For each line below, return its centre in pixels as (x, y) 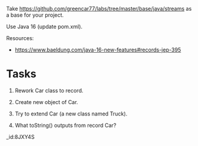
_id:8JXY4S (20, 136)
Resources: (20, 38)
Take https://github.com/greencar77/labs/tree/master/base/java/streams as (99, 9)
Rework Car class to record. (49, 90)
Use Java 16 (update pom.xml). (44, 27)
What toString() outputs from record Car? (65, 125)
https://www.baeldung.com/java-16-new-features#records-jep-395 (98, 50)
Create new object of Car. (47, 102)
